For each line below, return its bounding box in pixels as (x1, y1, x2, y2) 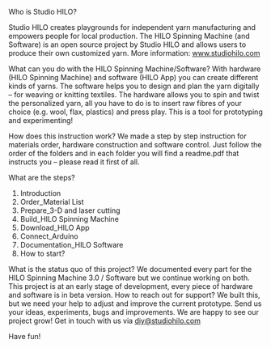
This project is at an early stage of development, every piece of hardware (8, 282, 253, 291)
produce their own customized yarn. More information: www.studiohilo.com (8, 49, 260, 57)
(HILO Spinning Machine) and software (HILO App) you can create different (8, 73, 259, 82)
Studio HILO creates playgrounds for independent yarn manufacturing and (8, 23, 256, 32)
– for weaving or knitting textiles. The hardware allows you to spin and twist (8, 90, 260, 100)
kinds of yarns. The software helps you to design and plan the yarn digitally (8, 81, 260, 91)
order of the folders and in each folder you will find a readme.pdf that (8, 149, 239, 158)
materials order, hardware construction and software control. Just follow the (8, 140, 262, 149)
